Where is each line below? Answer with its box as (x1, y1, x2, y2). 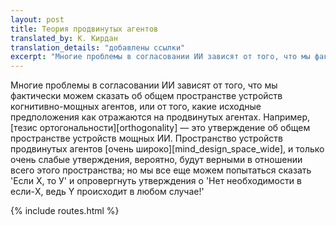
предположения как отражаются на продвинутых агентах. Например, (10, 111, 311, 123)
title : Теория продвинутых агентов (10, 24, 159, 34)
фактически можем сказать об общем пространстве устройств (10, 90, 283, 102)
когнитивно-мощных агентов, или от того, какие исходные (10, 101, 262, 113)
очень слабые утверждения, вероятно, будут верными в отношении (10, 154, 303, 166)
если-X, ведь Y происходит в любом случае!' (10, 186, 205, 198)
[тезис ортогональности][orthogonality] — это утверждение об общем (10, 122, 311, 134)
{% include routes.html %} (10, 205, 120, 217)
